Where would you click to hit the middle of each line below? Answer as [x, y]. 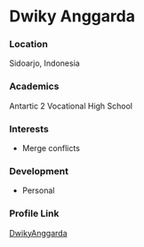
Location [29, 44]
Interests [29, 129]
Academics [34, 86]
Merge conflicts [51, 148]
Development [39, 171]
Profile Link [34, 213]
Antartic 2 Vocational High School [71, 106]
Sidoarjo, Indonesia [44, 63]
